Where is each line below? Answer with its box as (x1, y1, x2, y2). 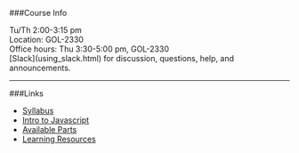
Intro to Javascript (21, 115, 90, 125)
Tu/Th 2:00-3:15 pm (9, 25, 83, 35)
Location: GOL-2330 (9, 35, 85, 44)
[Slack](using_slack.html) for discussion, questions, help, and (9, 53, 234, 63)
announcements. (9, 62, 71, 73)
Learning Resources (21, 133, 96, 144)
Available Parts (21, 125, 77, 134)
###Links (9, 88, 44, 99)
